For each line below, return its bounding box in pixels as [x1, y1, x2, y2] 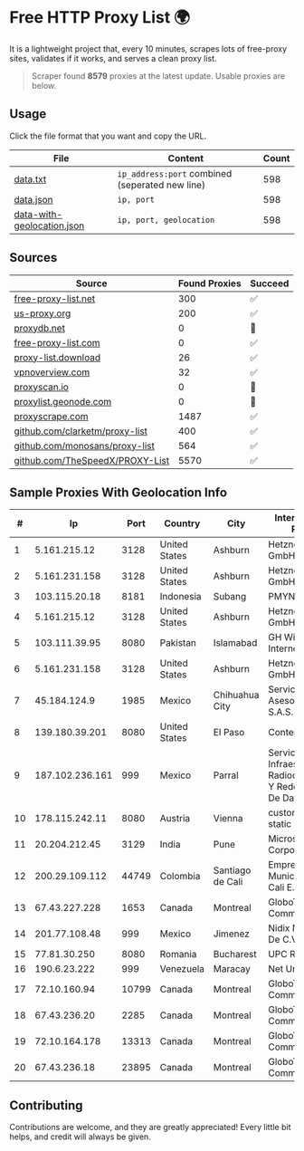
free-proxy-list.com [14, 336, 101, 349]
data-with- [14, 207, 63, 220]
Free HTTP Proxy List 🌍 [9, 7, 191, 28]
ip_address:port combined [117, 167, 233, 179]
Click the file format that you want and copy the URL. [9, 130, 206, 141]
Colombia [159, 870, 201, 883]
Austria [159, 812, 191, 825]
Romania [159, 948, 197, 961]
